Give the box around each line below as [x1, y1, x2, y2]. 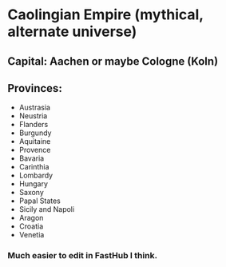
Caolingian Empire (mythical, [7, 6, 204, 24]
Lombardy [18, 170, 54, 181]
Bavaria [18, 153, 45, 163]
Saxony [18, 188, 45, 197]
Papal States [18, 196, 61, 205]
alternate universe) [7, 22, 137, 41]
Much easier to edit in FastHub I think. [7, 250, 157, 261]
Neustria [18, 111, 48, 121]
